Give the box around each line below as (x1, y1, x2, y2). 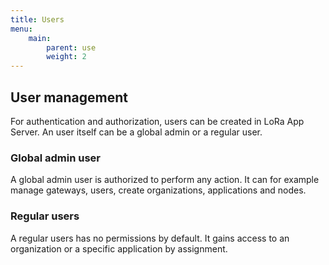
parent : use (46, 42, 97, 53)
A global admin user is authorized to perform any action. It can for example (10, 174, 320, 186)
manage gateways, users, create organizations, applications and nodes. (10, 184, 307, 196)
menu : (10, 24, 33, 34)
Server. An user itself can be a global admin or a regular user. (10, 126, 263, 138)
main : (28, 33, 52, 43)
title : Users (10, 14, 65, 25)
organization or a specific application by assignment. (10, 242, 228, 255)
